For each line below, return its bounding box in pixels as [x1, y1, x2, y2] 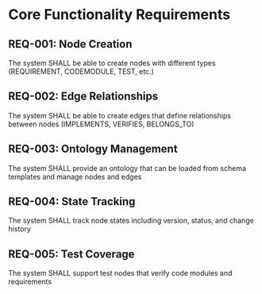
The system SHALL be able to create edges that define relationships [8, 110, 232, 120]
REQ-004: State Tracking [8, 195, 136, 208]
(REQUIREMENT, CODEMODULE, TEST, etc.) [8, 67, 155, 76]
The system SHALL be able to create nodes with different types [8, 58, 216, 68]
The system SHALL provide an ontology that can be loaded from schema [8, 163, 247, 172]
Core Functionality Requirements [8, 6, 231, 24]
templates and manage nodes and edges [8, 172, 142, 181]
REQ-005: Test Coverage [8, 247, 135, 261]
